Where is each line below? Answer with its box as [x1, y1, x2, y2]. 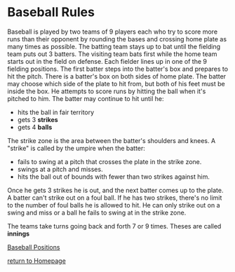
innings [7, 229, 30, 238]
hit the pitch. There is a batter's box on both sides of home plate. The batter [7, 72, 227, 81]
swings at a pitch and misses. [17, 165, 103, 173]
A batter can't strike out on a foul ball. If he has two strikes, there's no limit [7, 193, 222, 202]
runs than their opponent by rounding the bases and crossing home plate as [7, 34, 227, 43]
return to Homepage [7, 257, 67, 265]
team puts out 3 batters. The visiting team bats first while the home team [7, 50, 217, 58]
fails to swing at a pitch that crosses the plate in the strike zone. [17, 157, 202, 165]
